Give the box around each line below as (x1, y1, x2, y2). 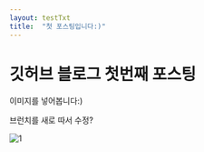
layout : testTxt (9, 13, 71, 23)
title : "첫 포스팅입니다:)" (9, 22, 106, 31)
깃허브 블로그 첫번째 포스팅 (9, 64, 197, 85)
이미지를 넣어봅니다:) (9, 96, 83, 106)
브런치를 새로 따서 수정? (9, 115, 93, 126)
